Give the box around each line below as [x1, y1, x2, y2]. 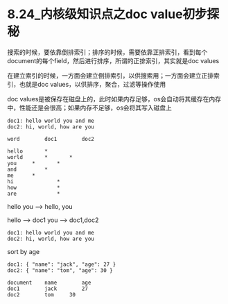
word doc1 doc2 [7, 135, 95, 142]
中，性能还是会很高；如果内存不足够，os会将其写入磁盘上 [7, 103, 172, 112]
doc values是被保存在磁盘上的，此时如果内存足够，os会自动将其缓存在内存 [7, 94, 222, 103]
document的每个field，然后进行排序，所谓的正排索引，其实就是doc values [7, 56, 220, 65]
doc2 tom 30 [7, 291, 76, 298]
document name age [7, 279, 91, 286]
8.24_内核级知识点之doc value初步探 [7, 6, 220, 22]
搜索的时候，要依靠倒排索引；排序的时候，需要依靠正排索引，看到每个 [7, 48, 208, 56]
